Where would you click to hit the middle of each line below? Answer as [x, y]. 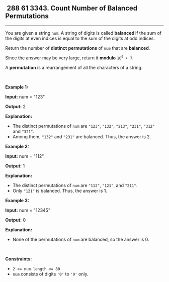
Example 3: [17, 200]
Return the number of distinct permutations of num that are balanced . [78, 48]
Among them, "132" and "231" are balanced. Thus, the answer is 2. [82, 136]
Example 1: [17, 87]
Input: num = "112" [25, 156]
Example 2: [17, 146]
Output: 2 [16, 106]
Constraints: [19, 259]
